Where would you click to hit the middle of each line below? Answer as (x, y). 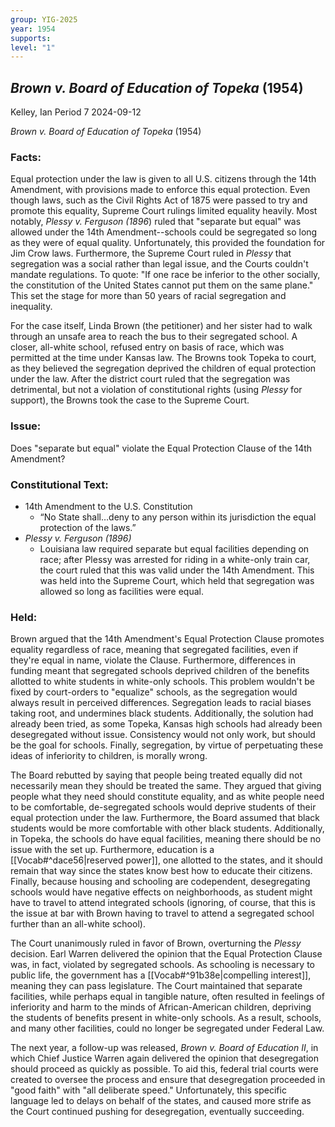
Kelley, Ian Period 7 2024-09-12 (76, 112)
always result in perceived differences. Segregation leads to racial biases (161, 703)
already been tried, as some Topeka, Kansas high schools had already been (166, 724)
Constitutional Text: (59, 484)
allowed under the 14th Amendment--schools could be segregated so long (164, 232)
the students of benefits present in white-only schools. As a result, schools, (166, 1018)
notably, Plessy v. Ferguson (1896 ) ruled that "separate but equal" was (156, 222)
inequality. (31, 307)
